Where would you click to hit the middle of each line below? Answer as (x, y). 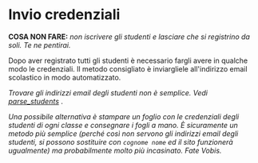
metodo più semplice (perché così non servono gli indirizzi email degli (123, 134)
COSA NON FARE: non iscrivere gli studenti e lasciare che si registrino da (129, 37)
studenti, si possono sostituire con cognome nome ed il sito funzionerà (121, 142)
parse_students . (36, 101)
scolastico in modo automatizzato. (65, 77)
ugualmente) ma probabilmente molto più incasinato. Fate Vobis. (115, 150)
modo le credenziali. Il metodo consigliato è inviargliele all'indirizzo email (128, 68)
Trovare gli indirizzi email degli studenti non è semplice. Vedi (108, 92)
